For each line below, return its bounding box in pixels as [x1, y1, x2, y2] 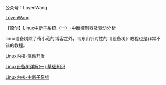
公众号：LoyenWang [5, 5, 48, 10]
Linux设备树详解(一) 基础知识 [5, 64, 66, 69]
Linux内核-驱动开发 [5, 53, 45, 59]
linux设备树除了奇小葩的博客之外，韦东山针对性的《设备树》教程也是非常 [5, 36, 156, 41]
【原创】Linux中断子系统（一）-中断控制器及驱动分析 [5, 25, 116, 31]
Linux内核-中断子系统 [5, 74, 49, 80]
